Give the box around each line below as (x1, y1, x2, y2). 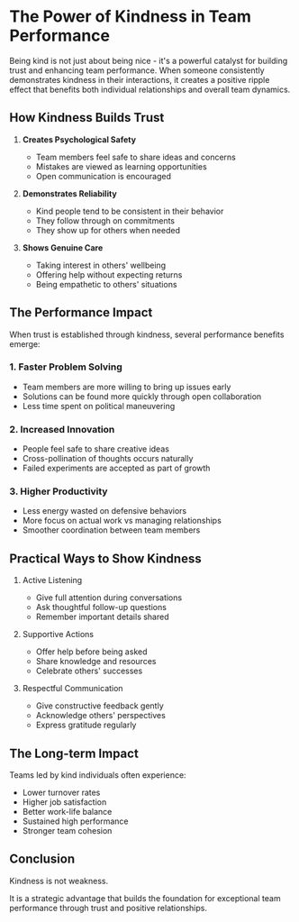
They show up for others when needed (35, 224, 180, 235)
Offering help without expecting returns (35, 269, 183, 280)
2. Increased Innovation (9, 423, 115, 435)
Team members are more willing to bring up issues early (22, 381, 231, 392)
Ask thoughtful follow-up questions (35, 602, 167, 613)
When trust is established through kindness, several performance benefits (9, 329, 285, 340)
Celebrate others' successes (35, 665, 143, 677)
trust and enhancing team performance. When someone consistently (9, 65, 265, 76)
